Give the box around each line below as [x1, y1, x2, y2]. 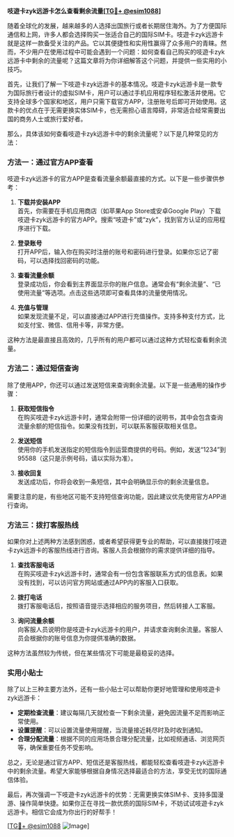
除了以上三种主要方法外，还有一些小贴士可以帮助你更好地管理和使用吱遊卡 [7, 685, 221, 693]
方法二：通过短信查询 [7, 364, 79, 374]
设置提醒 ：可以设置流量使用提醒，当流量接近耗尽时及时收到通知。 [17, 726, 207, 735]
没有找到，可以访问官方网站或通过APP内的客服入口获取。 [17, 578, 182, 586]
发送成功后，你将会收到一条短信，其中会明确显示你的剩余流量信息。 [17, 477, 213, 486]
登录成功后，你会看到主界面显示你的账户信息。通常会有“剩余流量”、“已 [17, 280, 221, 289]
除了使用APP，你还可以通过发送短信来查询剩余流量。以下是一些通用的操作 [7, 381, 221, 389]
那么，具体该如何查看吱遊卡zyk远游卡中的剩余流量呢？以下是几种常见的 [7, 130, 213, 138]
